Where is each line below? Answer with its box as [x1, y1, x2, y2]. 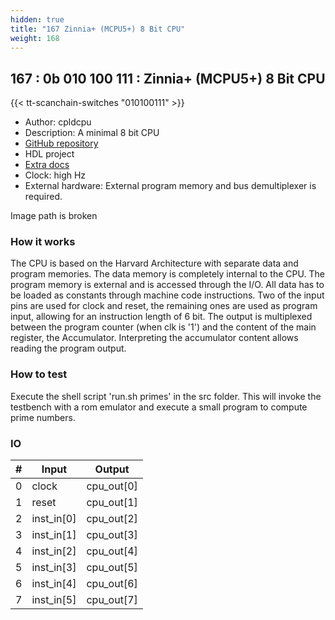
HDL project [24, 148, 75, 160]
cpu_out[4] [86, 544, 138, 558]
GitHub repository [24, 137, 99, 150]
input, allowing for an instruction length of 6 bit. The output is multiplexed [10, 311, 313, 323]
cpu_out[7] [86, 593, 138, 607]
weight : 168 [10, 33, 60, 43]
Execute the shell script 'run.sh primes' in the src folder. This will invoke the [10, 390, 322, 402]
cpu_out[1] [86, 496, 138, 510]
